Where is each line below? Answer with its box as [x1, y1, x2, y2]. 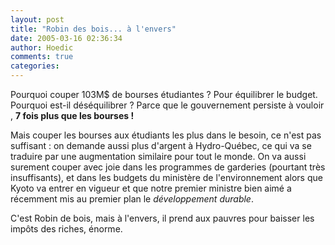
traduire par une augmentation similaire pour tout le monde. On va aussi [10, 151, 307, 162]
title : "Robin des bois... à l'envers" [10, 24, 177, 34]
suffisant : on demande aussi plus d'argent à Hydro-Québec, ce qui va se [10, 140, 312, 151]
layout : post [10, 14, 65, 25]
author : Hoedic [10, 42, 74, 53]
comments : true [10, 52, 74, 62]
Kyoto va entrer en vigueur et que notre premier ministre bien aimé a [10, 182, 292, 194]
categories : [10, 61, 60, 71]
